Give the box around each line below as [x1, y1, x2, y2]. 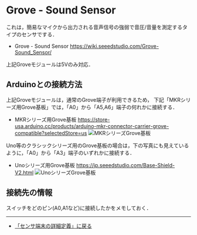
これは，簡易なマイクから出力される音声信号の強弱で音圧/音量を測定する [6, 23, 183, 30]
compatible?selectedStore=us [14, 129, 87, 136]
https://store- [77, 116, 110, 123]
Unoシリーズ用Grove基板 [14, 161, 75, 168]
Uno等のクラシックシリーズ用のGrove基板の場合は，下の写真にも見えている [6, 141, 189, 149]
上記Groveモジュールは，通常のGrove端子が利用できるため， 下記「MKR [6, 96, 181, 103]
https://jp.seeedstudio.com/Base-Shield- [76, 161, 175, 168]
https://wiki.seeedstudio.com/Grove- [70, 42, 159, 50]
